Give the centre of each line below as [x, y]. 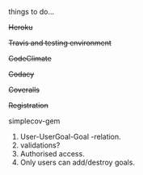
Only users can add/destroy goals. [78, 162]
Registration [28, 105]
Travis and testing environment [60, 43]
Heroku [21, 27]
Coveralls [24, 90]
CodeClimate [30, 58]
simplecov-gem [34, 121]
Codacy [21, 74]
